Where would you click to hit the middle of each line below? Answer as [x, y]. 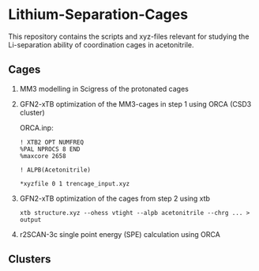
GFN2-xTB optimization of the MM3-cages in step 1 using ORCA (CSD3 [135, 104]
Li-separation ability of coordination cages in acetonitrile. [101, 44]
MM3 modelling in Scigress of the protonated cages [104, 88]
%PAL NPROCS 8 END [50, 149]
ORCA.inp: [36, 127]
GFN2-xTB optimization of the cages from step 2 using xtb [115, 198]
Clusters [30, 260]
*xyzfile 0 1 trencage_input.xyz [75, 183]
